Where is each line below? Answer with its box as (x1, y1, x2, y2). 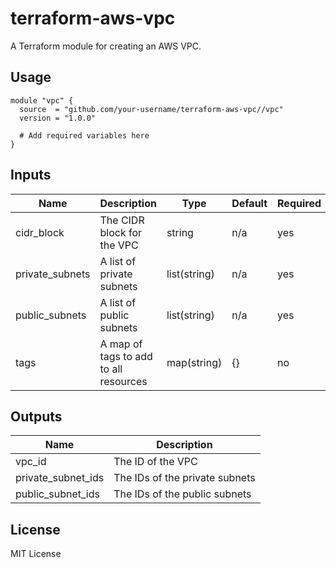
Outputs (10, 408, 63, 425)
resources (99, 374, 148, 388)
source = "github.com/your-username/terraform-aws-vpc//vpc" (19, 104, 284, 114)
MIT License (10, 548, 62, 560)
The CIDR (99, 213, 145, 227)
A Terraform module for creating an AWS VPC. (10, 40, 202, 52)
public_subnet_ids (15, 487, 100, 501)
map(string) (166, 355, 223, 369)
